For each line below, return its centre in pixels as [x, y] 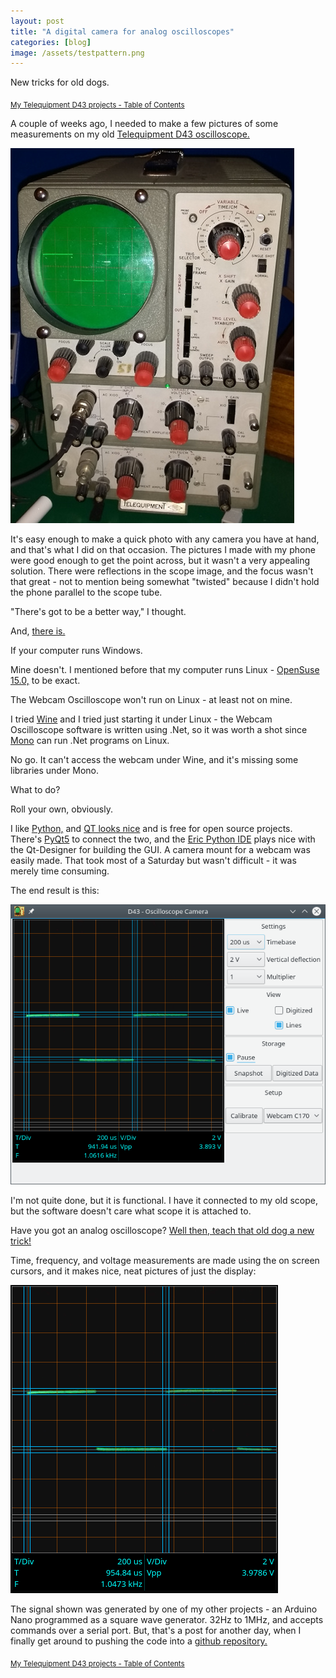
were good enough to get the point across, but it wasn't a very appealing [160, 561]
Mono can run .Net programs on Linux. [90, 741]
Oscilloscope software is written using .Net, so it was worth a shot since [159, 730]
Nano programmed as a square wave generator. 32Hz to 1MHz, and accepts [167, 1619]
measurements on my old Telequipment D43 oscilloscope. [130, 134]
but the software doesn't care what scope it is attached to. [131, 1211]
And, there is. [38, 631]
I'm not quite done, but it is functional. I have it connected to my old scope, [164, 1200]
